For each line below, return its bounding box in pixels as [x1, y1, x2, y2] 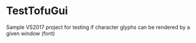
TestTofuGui [6, 4, 68, 18]
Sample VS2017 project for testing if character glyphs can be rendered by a [6, 24, 191, 31]
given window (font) [6, 29, 55, 37]
